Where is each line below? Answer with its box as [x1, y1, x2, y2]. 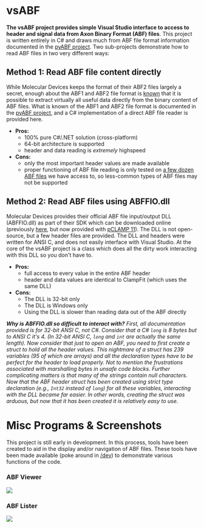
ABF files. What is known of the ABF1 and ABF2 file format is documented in [6, 103, 196, 110]
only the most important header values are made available [24, 159, 170, 167]
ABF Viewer [6, 473, 42, 481]
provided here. [6, 115, 43, 123]
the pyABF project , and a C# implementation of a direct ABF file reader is [6, 109, 188, 116]
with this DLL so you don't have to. [6, 251, 93, 259]
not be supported [24, 178, 68, 186]
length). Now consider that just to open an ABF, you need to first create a [6, 339, 190, 347]
